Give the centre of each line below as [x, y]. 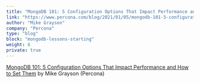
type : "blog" [22, 34]
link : [13, 17]
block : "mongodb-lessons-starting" [50, 39]
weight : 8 [18, 45]
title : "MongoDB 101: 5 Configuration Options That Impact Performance [97, 12]
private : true [24, 50]
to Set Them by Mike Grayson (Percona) [55, 73]
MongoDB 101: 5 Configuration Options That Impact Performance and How [98, 67]
